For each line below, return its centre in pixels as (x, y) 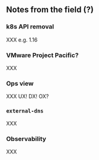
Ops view (20, 83)
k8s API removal (30, 27)
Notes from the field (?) (50, 10)
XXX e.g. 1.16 (22, 40)
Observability (26, 139)
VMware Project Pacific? (42, 55)
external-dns (25, 111)
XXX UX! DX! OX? (28, 96)
